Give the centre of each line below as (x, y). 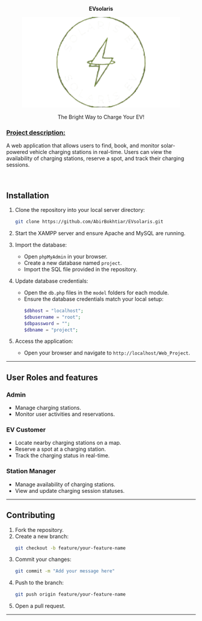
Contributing (31, 515)
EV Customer (26, 430)
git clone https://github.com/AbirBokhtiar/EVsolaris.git (89, 222)
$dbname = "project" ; (51, 330)
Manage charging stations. (48, 408)
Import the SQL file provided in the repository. (81, 269)
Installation (28, 195)
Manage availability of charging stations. (65, 484)
